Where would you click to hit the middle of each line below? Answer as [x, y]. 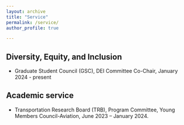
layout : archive [26, 11]
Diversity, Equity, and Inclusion [64, 57]
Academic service [40, 95]
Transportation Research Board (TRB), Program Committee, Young [95, 110]
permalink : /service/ [33, 22]
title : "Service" [27, 17]
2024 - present [33, 77]
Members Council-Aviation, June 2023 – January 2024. [81, 116]
